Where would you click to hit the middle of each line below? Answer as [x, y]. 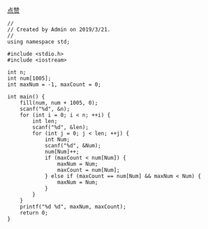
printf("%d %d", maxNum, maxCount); [73, 207]
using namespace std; [39, 42]
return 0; [34, 213]
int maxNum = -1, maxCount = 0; [54, 84]
